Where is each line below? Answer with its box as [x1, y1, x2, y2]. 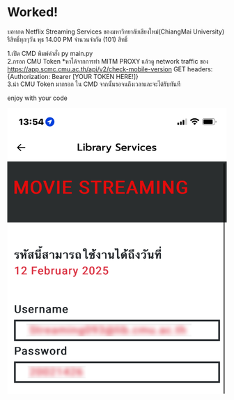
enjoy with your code [7, 94, 68, 102]
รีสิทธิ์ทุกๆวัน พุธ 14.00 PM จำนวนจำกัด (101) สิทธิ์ [7, 35, 128, 43]
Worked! [7, 4, 58, 20]
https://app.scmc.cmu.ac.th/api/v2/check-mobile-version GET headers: [7, 64, 213, 73]
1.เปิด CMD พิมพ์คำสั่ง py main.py [7, 49, 93, 57]
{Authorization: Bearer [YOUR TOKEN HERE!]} [7, 72, 139, 80]
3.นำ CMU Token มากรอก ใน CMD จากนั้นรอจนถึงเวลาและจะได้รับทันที [7, 80, 181, 88]
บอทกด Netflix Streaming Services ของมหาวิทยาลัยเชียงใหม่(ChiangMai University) [7, 27, 225, 36]
